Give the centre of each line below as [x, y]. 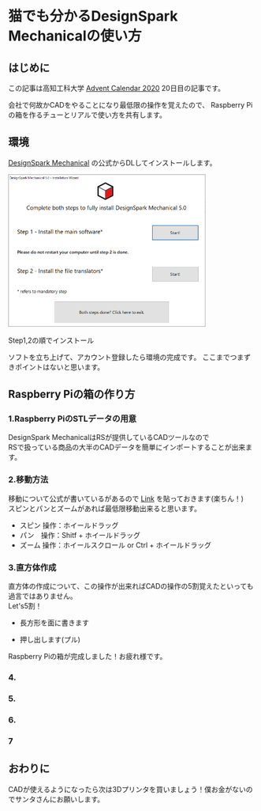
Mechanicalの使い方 [75, 36]
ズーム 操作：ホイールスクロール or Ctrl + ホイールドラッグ [115, 545]
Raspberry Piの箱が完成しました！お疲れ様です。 [88, 657]
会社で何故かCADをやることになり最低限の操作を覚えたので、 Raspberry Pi [130, 105]
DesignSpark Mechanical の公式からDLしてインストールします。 [112, 162]
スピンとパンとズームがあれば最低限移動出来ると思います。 [104, 508]
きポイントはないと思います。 [56, 367]
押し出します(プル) [50, 640]
